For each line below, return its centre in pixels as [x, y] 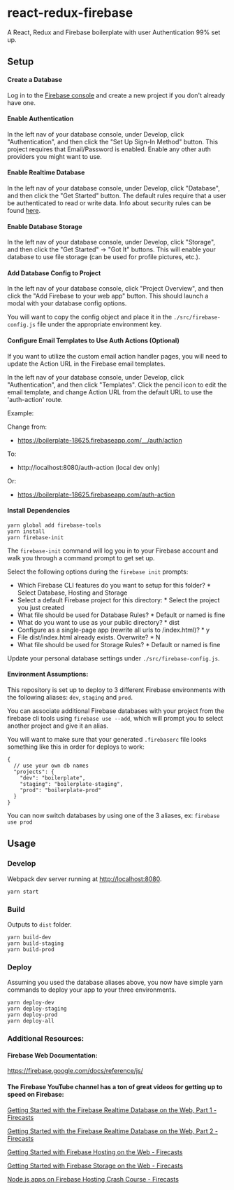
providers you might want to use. [55, 156]
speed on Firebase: [36, 1094]
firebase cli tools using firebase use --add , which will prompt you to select [115, 718]
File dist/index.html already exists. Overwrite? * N [89, 637]
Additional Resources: [46, 1039]
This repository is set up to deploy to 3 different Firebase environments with [116, 690]
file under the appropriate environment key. [100, 324]
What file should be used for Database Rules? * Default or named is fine [121, 615]
